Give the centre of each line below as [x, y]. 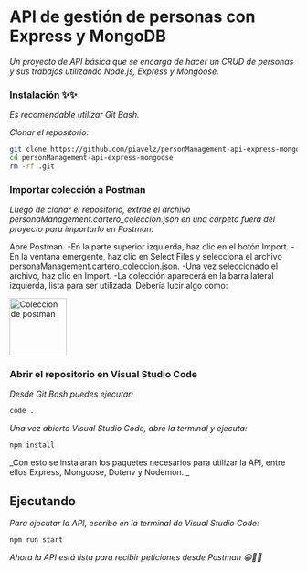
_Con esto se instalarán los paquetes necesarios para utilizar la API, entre [148, 462]
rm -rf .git [32, 166]
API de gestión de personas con [132, 17]
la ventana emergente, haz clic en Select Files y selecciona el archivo [152, 257]
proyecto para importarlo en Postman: [82, 229]
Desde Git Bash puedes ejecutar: [72, 394]
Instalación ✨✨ [43, 95]
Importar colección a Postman [78, 189]
